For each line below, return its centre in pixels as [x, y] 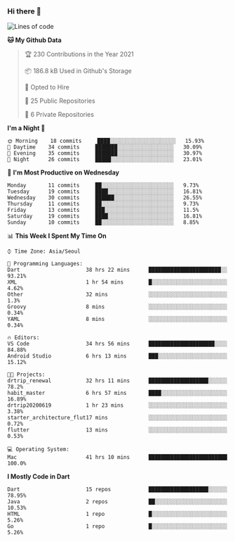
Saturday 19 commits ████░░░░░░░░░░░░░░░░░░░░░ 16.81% [105, 216]
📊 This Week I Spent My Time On [57, 236]
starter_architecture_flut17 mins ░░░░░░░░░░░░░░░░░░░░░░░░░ [117, 418]
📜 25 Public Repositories [60, 101]
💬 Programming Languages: [45, 264]
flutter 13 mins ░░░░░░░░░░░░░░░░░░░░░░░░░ [117, 430]
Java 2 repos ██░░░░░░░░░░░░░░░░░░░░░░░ [117, 502]
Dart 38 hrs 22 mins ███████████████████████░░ [117, 270]
